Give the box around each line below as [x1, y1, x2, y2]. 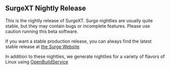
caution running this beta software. [5, 28, 79, 34]
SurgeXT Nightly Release [5, 4, 86, 13]
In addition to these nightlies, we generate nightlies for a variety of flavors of [5, 53, 165, 59]
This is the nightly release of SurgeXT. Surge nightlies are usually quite [5, 17, 153, 23]
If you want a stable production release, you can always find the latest [5, 38, 152, 44]
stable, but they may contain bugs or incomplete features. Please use [5, 23, 150, 29]
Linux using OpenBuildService [5, 58, 69, 65]
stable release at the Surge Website [5, 43, 80, 50]
